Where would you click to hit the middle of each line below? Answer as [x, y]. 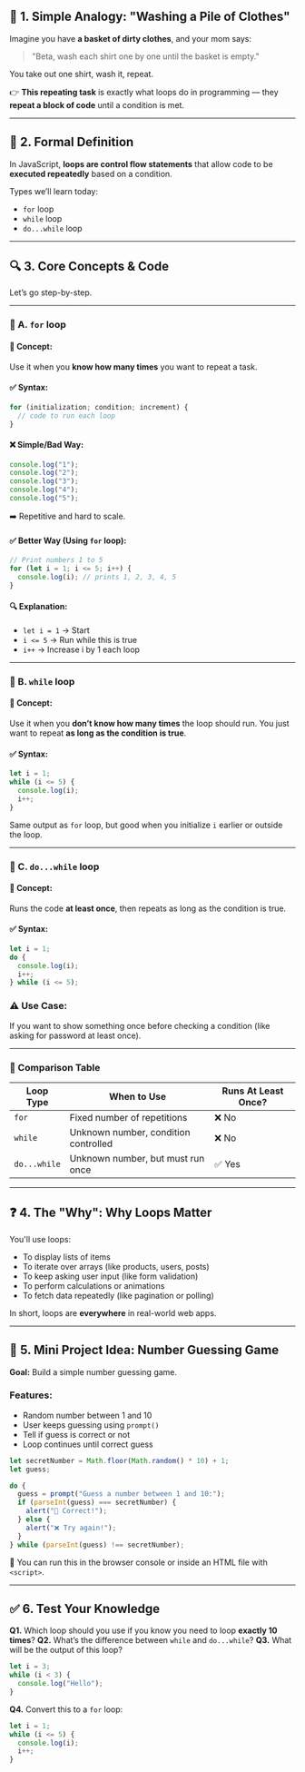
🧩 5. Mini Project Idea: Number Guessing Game [144, 1350]
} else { [34, 1520]
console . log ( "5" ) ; [44, 499]
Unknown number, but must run [137, 1158]
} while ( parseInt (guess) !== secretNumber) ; [97, 1545]
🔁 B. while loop [42, 681]
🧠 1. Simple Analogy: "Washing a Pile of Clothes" [150, 17]
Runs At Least [253, 1091]
